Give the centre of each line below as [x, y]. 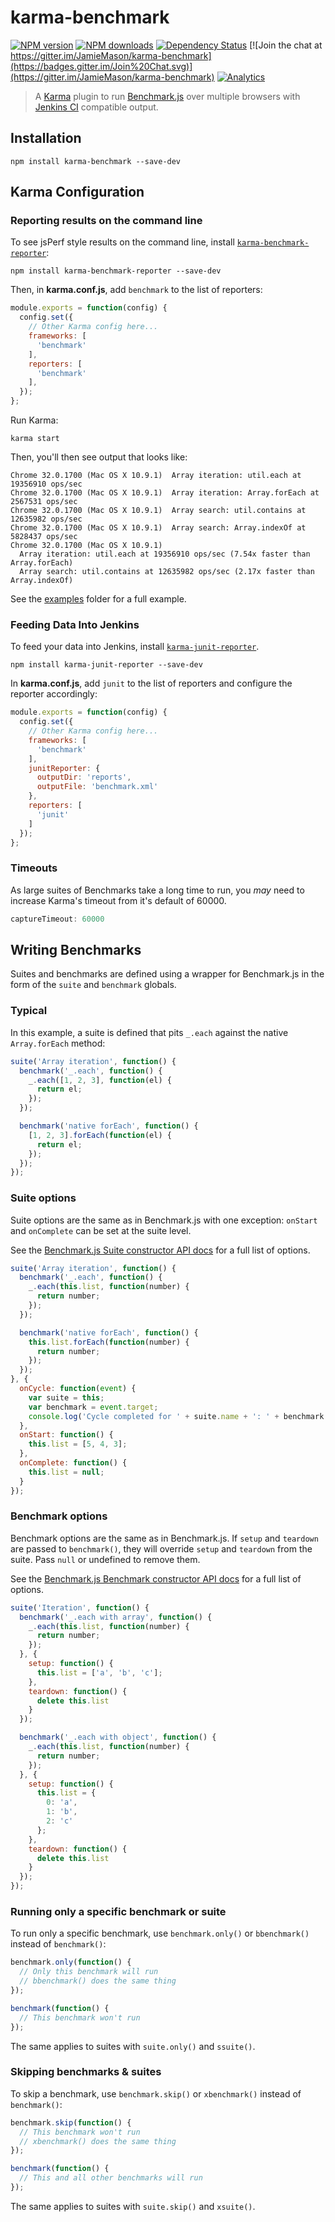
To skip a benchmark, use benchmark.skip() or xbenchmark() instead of [156, 2093]
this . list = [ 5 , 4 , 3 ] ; [78, 1444]
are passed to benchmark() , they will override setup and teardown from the [161, 1548]
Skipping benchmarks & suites [86, 2072]
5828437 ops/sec [44, 537]
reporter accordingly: [54, 694]
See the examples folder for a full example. [98, 599]
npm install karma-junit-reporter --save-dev [106, 665]
